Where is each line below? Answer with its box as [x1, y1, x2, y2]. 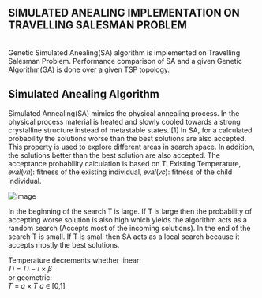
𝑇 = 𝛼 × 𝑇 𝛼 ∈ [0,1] [8, 281, 65, 290]
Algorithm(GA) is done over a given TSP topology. [8, 65, 170, 74]
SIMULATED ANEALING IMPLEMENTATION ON [8, 6, 241, 20]
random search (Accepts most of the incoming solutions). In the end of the [8, 223, 251, 233]
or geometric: [8, 272, 53, 282]
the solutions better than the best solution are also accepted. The [8, 150, 221, 160]
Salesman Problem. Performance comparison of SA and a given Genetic [8, 56, 243, 65]
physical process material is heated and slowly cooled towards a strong [8, 117, 241, 126]
